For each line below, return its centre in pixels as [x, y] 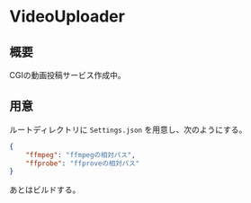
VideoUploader [67, 17]
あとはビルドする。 [45, 190]
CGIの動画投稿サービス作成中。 [67, 75]
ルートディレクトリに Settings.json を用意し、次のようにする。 [128, 129]
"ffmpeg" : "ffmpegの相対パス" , [81, 154]
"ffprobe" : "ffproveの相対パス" [83, 163]
